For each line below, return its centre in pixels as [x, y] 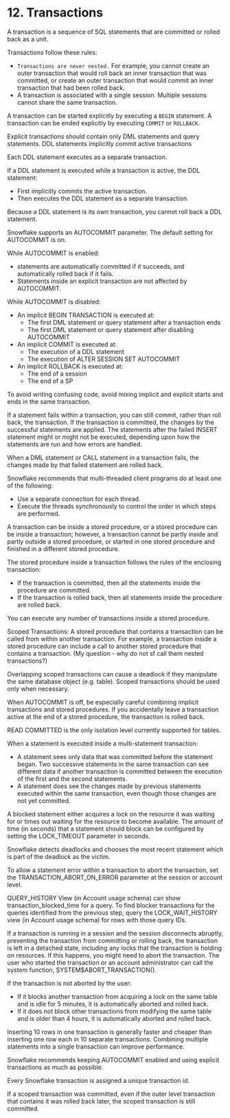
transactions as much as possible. [55, 1067]
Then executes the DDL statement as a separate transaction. [103, 198]
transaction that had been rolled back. [71, 87]
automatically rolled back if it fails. [66, 273]
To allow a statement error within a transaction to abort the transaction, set [113, 870]
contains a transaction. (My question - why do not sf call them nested [105, 653]
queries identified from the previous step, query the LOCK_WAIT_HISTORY [112, 912]
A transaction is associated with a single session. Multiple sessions [112, 95]
